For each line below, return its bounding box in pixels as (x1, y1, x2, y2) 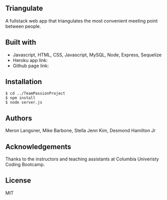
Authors (5, 114, 32, 123)
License (5, 176, 31, 185)
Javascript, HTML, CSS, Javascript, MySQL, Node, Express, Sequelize (12, 51, 162, 58)
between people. (5, 23, 41, 29)
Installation (5, 77, 42, 86)
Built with (5, 38, 36, 47)
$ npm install (5, 95, 36, 101)
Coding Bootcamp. (5, 162, 45, 168)
